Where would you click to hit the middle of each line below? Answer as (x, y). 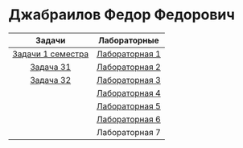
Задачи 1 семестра (51, 54)
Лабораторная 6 (128, 119)
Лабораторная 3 (128, 80)
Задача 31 (51, 67)
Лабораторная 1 (128, 54)
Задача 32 (51, 80)
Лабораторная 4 (128, 92)
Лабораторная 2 (128, 67)
